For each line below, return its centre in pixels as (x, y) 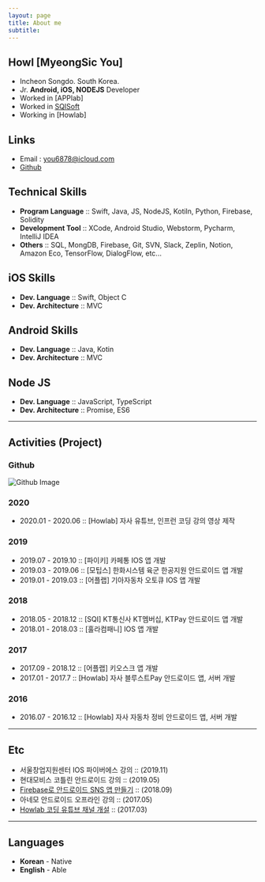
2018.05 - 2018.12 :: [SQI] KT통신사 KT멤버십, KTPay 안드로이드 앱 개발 (131, 619)
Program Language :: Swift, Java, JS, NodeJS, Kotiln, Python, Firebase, (136, 211)
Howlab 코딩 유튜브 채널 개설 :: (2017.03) (83, 810)
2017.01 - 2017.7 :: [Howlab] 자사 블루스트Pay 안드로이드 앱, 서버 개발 (127, 678)
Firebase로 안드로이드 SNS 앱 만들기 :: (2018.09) (96, 790)
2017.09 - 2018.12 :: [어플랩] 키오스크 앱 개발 (89, 668)
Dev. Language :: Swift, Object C (73, 297)
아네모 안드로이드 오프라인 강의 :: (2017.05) (86, 800)
